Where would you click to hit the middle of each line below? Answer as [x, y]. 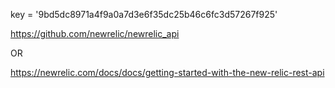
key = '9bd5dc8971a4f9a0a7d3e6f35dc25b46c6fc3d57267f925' [144, 14]
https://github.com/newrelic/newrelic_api [95, 33]
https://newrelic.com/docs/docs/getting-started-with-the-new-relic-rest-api [167, 72]
